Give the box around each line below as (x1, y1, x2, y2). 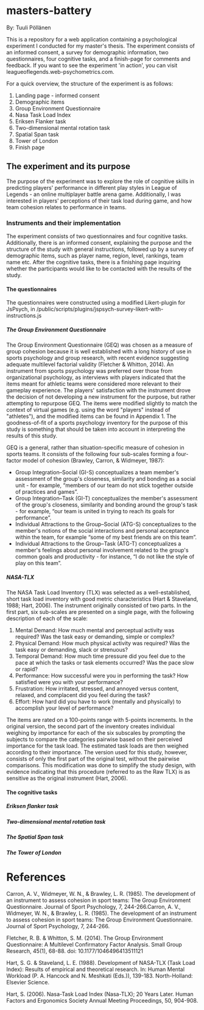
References (6, 870, 66, 884)
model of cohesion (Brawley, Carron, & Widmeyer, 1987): (22, 457, 165, 464)
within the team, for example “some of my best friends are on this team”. (15, 533, 197, 541)
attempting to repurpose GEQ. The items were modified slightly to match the (6, 400, 198, 407)
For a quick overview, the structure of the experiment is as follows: (6, 80, 174, 87)
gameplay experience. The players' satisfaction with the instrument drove (6, 387, 191, 394)
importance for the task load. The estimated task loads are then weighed (6, 742, 189, 749)
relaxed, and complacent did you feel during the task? (15, 691, 150, 699)
